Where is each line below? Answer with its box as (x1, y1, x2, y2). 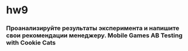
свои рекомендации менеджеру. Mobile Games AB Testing (6, 31, 183, 39)
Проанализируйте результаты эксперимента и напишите (6, 24, 180, 32)
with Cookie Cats (6, 39, 56, 47)
